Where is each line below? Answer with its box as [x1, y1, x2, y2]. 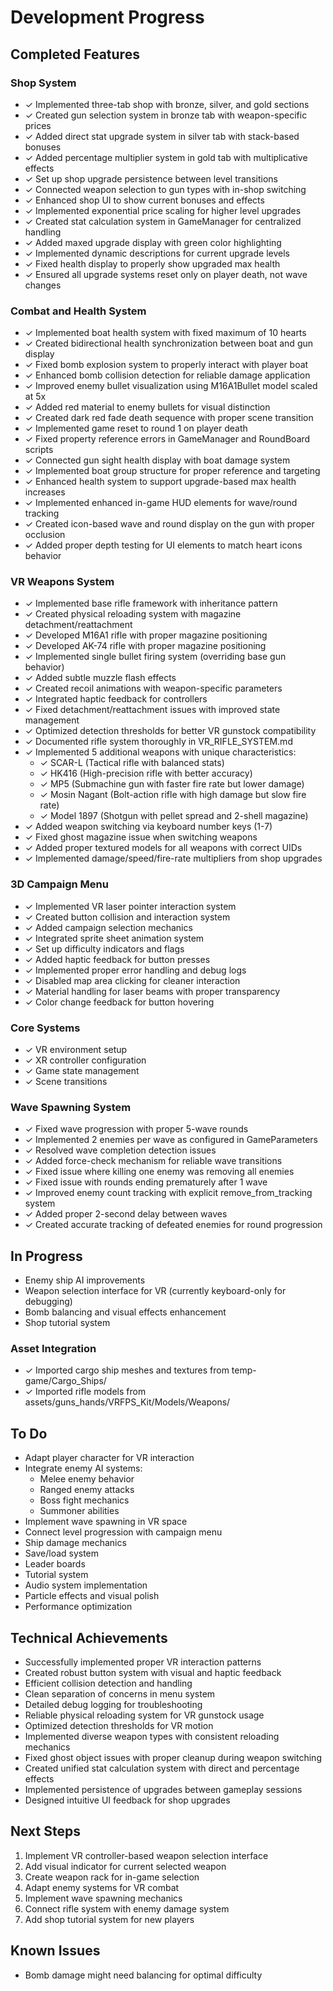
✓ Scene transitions [24, 1076, 108, 1088]
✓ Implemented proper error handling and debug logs [24, 964, 247, 976]
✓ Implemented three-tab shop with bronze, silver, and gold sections [24, 98, 310, 110]
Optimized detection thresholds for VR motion [24, 1720, 214, 1732]
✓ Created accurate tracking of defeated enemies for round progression [24, 1219, 323, 1231]
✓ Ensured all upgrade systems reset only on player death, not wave [24, 268, 308, 280]
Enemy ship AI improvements [24, 1274, 146, 1286]
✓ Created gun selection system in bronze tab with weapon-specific [24, 109, 308, 121]
